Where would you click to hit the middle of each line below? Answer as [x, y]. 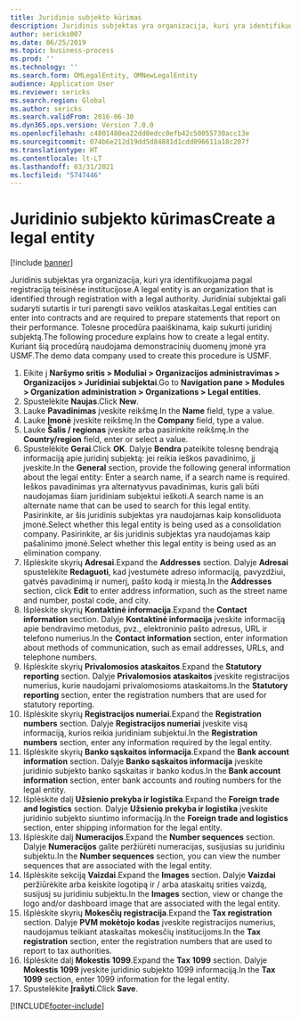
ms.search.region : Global [58, 100]
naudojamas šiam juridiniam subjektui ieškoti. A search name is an [143, 497]
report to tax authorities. [67, 951]
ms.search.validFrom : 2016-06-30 [72, 117]
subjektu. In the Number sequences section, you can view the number [152, 856]
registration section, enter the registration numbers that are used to [147, 941]
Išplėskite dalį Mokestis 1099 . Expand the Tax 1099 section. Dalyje [145, 960]
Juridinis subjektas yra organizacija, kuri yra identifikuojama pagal [131, 280]
